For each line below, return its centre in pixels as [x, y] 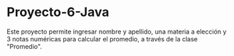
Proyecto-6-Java [58, 12]
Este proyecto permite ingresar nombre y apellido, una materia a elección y [117, 31]
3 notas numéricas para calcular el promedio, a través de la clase [102, 38]
